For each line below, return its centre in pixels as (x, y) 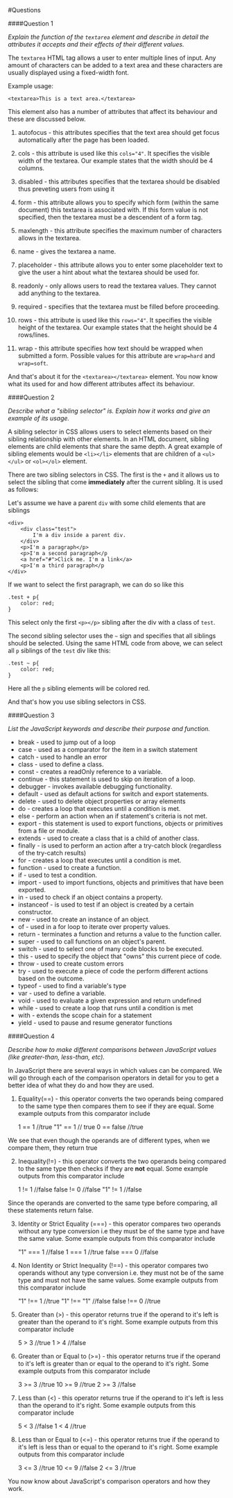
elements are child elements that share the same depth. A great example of (115, 446)
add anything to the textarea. (59, 293)
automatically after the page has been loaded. (84, 140)
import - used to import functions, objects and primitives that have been (121, 882)
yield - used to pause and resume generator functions (95, 1023)
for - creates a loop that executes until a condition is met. (100, 860)
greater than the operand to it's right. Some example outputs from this (118, 1322)
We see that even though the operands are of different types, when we (109, 1140)
